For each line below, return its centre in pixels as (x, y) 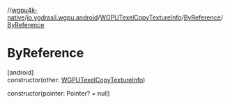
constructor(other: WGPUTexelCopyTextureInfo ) (76, 80)
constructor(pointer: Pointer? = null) (59, 93)
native (16, 17)
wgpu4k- (25, 10)
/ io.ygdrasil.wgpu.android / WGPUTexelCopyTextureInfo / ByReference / (123, 17)
